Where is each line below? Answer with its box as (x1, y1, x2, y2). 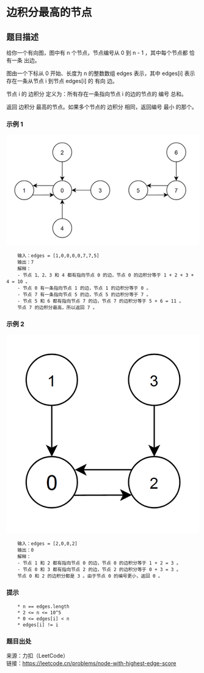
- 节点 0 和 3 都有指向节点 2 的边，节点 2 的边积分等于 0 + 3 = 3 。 (17, 567, 181, 573)
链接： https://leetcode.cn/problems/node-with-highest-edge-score (6, 660, 177, 667)
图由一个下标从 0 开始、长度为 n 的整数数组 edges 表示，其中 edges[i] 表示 (6, 70, 195, 77)
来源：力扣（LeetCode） (6, 652, 69, 659)
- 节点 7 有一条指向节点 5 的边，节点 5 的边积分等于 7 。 (17, 292, 151, 298)
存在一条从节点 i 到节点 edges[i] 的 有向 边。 (6, 77, 118, 84)
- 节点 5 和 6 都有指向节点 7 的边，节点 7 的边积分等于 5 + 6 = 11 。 (17, 298, 184, 304)
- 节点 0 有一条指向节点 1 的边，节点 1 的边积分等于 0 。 (17, 285, 151, 292)
